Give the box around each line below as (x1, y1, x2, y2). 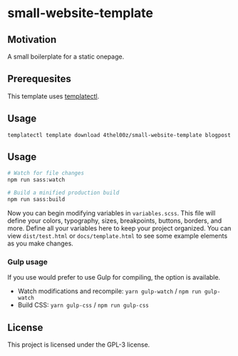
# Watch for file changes (7, 170, 84, 177)
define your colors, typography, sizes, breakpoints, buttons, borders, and (7, 216, 222, 225)
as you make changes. (7, 239, 73, 248)
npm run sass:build (7, 196, 66, 203)
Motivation (7, 34, 57, 46)
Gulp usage (7, 257, 48, 267)
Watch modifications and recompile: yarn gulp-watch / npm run (17, 287, 202, 295)
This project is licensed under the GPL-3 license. (7, 340, 150, 349)
